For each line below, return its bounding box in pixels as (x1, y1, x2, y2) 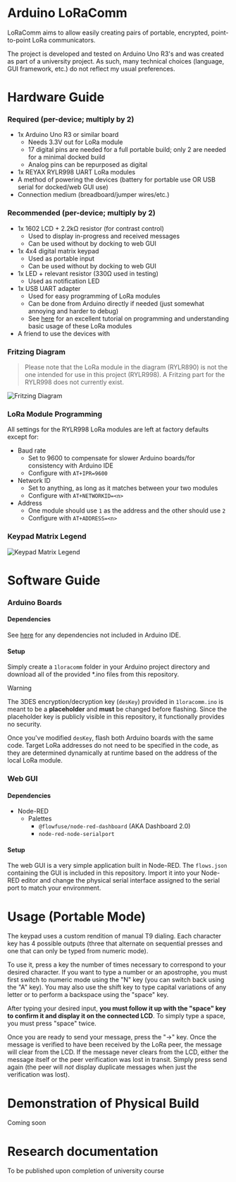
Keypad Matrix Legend (7, 532, 87, 542)
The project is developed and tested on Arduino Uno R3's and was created (7, 49, 224, 58)
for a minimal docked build (27, 153, 106, 162)
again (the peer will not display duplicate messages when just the (7, 1063, 197, 1071)
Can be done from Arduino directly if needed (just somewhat (27, 299, 204, 308)
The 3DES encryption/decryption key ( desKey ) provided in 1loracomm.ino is (7, 698, 224, 706)
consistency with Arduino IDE (27, 461, 114, 470)
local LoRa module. (7, 756, 63, 765)
